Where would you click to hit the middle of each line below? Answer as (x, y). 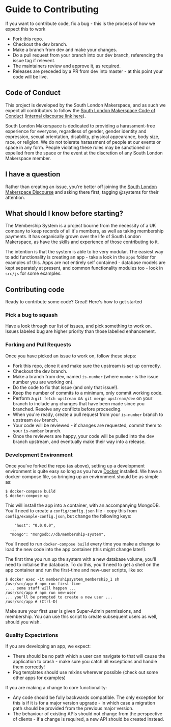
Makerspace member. (28, 158)
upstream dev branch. (35, 420)
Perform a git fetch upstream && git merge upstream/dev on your (82, 398)
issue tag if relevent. (34, 60)
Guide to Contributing (52, 9)
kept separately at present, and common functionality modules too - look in (84, 268)
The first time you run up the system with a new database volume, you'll (81, 559)
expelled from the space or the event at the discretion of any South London (84, 153)
